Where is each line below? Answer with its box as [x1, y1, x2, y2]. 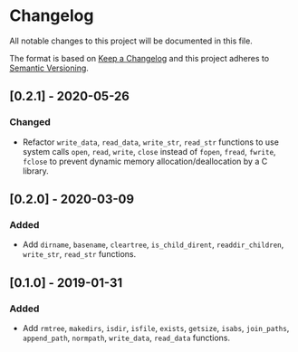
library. [22, 165, 50, 176]
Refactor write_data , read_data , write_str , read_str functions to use [22, 137, 279, 147]
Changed [9, 116, 52, 128]
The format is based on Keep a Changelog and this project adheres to [9, 52, 270, 63]
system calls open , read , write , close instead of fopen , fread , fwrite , [22, 146, 276, 157]
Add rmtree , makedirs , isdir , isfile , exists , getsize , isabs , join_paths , [22, 323, 290, 333]
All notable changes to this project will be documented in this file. [9, 35, 254, 46]
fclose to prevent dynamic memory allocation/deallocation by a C [22, 156, 268, 166]
